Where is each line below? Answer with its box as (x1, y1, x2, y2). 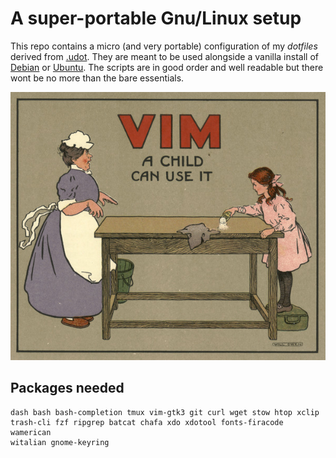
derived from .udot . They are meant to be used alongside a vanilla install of (10, 50, 319, 62)
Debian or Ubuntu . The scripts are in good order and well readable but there (10, 61, 324, 73)
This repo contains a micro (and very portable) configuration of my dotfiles (10, 40, 318, 52)
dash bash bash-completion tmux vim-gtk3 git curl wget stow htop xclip (10, 407, 320, 417)
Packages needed (10, 380, 125, 397)
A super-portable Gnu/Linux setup (10, 7, 302, 30)
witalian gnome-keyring (10, 437, 110, 447)
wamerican (10, 427, 52, 437)
